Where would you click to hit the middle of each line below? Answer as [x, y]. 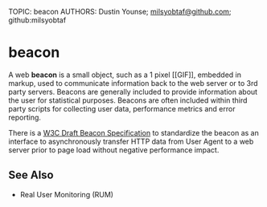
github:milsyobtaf [37, 20]
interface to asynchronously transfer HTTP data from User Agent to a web [131, 141]
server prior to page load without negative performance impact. [114, 150]
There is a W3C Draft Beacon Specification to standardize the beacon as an [133, 132]
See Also [31, 175]
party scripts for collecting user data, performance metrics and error [122, 108]
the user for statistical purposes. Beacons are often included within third [128, 100]
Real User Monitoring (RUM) [67, 194]
